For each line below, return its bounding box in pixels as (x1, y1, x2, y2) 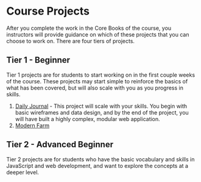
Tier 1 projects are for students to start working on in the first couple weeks (6, 71, 196, 79)
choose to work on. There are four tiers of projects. (6, 37, 135, 44)
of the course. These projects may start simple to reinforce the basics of (6, 77, 188, 85)
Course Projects (6, 4, 90, 18)
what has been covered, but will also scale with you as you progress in (6, 84, 184, 91)
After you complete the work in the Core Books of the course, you (6, 24, 172, 32)
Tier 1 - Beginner (6, 55, 71, 65)
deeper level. (6, 169, 40, 176)
